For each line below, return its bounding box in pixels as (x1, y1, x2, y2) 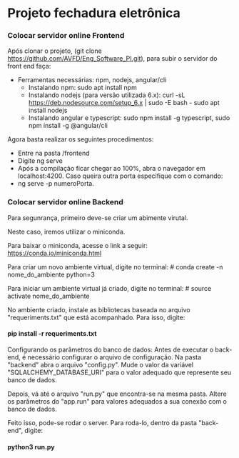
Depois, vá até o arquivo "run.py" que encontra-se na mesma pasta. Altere (7, 389, 227, 398)
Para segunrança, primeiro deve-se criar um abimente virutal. (7, 213, 188, 222)
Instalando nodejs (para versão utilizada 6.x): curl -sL (28, 91, 185, 99)
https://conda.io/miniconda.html (7, 249, 102, 257)
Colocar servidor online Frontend (7, 31, 125, 41)
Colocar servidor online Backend (7, 197, 123, 207)
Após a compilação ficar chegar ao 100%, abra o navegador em (17, 164, 205, 173)
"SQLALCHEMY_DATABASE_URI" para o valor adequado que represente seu (7, 368, 232, 377)
